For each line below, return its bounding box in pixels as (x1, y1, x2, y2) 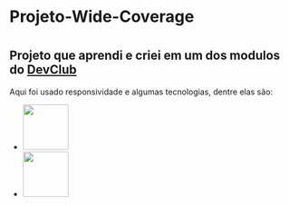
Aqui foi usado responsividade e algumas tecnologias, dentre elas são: (9, 86, 274, 97)
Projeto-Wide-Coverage (9, 6, 195, 27)
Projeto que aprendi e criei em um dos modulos (9, 48, 281, 64)
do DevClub (9, 62, 77, 78)
